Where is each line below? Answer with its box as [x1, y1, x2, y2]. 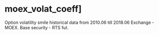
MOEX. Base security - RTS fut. [4, 24, 69, 30]
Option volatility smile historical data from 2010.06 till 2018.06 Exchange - [4, 19, 154, 25]
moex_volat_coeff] [4, 3, 82, 15]
